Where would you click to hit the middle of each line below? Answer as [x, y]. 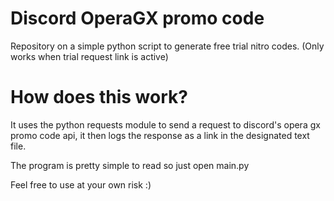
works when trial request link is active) [89, 56]
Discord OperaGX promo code [137, 18]
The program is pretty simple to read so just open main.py [130, 165]
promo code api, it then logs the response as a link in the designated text [160, 135]
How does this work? [99, 97]
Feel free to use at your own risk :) [81, 184]
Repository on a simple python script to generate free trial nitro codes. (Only [167, 46]
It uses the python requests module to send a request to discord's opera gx [165, 124]
